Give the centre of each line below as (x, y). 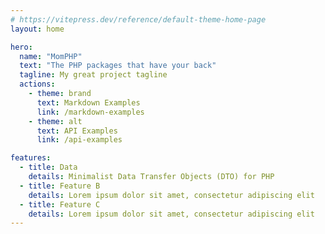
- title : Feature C (60, 204)
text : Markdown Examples (88, 102)
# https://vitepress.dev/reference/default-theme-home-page (138, 19)
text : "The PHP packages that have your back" (118, 66)
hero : (21, 47)
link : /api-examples (79, 140)
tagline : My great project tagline (93, 75)
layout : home (37, 29)
